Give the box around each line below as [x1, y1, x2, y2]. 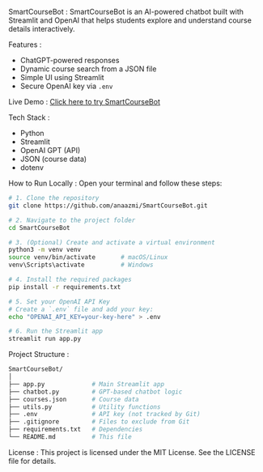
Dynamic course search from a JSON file [19, 64, 157, 74]
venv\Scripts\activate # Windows [8, 261, 154, 270]
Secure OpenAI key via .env [19, 81, 113, 91]
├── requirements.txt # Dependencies [8, 425, 143, 434]
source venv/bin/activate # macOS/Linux [8, 253, 168, 262]
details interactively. [8, 24, 75, 33]
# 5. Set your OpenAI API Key [8, 297, 111, 306]
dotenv [19, 163, 45, 172]
